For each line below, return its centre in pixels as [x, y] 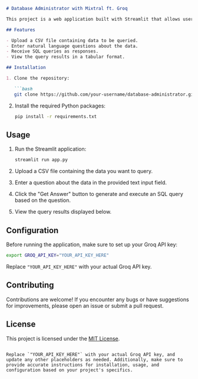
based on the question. [43, 200]
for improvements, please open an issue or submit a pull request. [85, 306]
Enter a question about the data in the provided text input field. [90, 182]
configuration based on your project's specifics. [70, 370]
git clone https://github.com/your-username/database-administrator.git [105, 94]
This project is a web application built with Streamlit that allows [93, 19]
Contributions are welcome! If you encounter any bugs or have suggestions [98, 299]
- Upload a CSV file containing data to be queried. [72, 40]
